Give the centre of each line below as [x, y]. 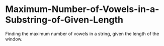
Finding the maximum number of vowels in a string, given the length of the [82, 33]
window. [14, 39]
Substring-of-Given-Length [64, 20]
